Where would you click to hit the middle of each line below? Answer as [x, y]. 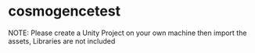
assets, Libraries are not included [62, 41]
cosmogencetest [65, 11]
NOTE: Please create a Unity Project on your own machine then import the [127, 33]
